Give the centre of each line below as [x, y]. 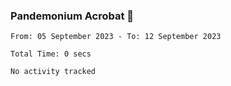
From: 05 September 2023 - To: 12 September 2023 [116, 37]
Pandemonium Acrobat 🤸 [72, 16]
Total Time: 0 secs [51, 54]
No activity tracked [53, 72]
